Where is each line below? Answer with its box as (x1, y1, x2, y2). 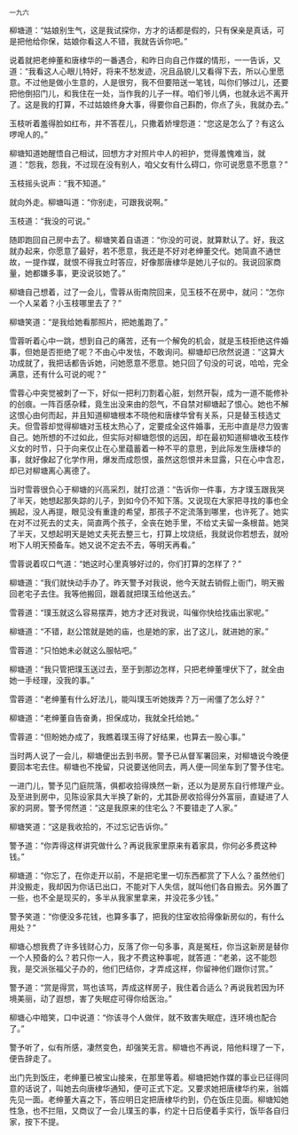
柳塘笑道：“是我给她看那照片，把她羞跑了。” (9, 317, 169, 327)
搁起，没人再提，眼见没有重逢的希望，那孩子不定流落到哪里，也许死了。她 (9, 507, 281, 516)
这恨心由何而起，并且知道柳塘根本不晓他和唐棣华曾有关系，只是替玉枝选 (9, 410, 273, 420)
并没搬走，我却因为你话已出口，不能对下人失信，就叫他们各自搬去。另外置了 (9, 881, 289, 892)
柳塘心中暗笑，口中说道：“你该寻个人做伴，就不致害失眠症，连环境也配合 (9, 1013, 278, 1022)
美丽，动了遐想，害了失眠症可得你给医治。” (16, 993, 173, 1004)
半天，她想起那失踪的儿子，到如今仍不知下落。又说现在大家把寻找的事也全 (16, 495, 289, 506)
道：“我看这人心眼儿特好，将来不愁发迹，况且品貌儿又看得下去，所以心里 (9, 66, 278, 76)
